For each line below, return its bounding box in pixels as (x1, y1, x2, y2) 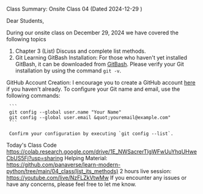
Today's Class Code (6, 141, 57, 149)
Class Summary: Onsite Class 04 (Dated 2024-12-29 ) (6, 6, 142, 12)
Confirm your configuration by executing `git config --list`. (9, 131, 174, 137)
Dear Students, (6, 17, 45, 24)
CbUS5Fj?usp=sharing (6, 155, 64, 161)
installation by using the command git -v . (15, 67, 122, 74)
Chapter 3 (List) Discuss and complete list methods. (15, 47, 146, 55)
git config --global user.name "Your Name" (9, 109, 122, 115)
